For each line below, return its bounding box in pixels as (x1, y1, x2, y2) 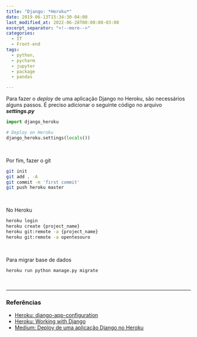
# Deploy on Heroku (6, 130, 54, 135)
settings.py (6, 108, 35, 115)
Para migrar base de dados (6, 256, 72, 263)
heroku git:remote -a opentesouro (6, 234, 91, 240)
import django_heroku (6, 119, 59, 125)
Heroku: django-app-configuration (14, 311, 98, 318)
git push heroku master (6, 185, 64, 190)
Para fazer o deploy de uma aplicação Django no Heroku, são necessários (6, 95, 185, 103)
